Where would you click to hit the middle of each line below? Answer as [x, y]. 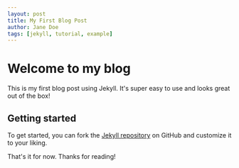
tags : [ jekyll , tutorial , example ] [60, 34]
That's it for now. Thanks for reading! [62, 156]
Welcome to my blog [69, 69]
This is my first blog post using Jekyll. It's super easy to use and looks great [119, 89]
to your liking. [27, 143]
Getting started [42, 118]
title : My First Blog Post [47, 21]
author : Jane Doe [33, 27]
